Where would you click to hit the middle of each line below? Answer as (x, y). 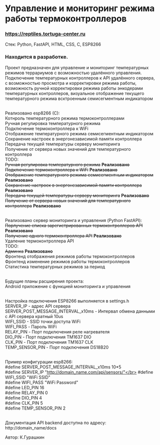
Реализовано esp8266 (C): (32, 113)
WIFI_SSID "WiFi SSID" (28, 377)
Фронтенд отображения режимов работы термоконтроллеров (70, 256)
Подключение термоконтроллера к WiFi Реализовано (61, 170)
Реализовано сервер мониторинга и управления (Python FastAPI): (73, 220)
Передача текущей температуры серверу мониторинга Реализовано (77, 195)
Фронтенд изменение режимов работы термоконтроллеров (67, 261)
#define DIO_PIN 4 (24, 397)
